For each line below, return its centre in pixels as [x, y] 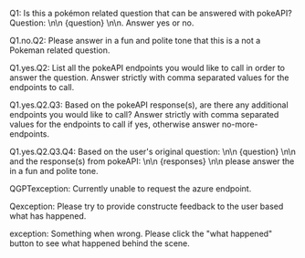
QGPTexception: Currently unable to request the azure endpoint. [131, 189]
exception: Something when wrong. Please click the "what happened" [141, 233]
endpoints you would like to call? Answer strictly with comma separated [144, 114]
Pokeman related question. [60, 50]
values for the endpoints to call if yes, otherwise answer [115, 124]
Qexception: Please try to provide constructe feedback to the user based [147, 206]
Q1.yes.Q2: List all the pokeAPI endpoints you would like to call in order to [147, 68]
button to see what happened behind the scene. [100, 243]
